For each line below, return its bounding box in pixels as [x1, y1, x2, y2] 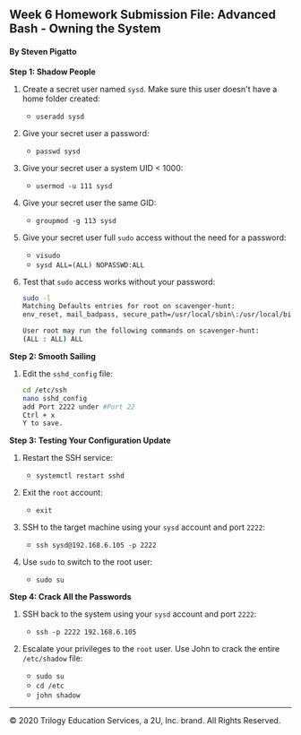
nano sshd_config [21, 393, 88, 402]
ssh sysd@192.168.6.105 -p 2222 [35, 541, 157, 550]
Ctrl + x [21, 411, 56, 419]
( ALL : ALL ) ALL [21, 335, 83, 344]
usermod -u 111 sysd [35, 181, 113, 191]
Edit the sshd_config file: [21, 367, 114, 379]
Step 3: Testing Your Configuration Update [9, 435, 172, 446]
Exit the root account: [21, 488, 103, 498]
